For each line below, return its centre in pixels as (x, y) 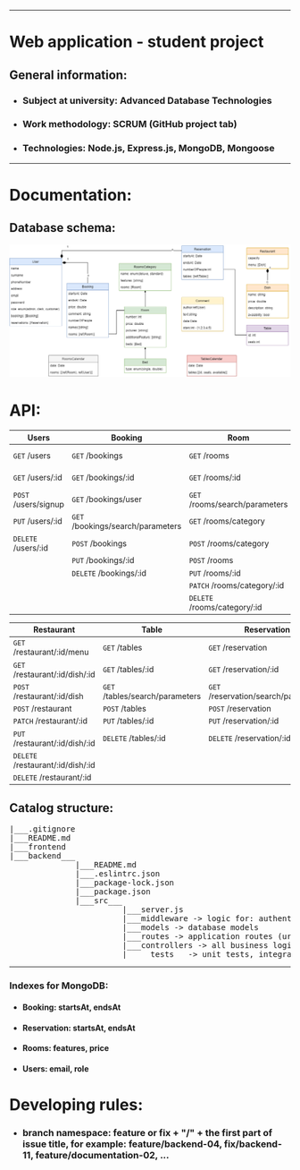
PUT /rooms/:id (215, 573)
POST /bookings (100, 543)
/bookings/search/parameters (127, 525)
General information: (68, 75)
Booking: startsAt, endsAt (71, 1007)
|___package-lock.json (125, 883)
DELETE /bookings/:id (109, 573)
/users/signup (39, 504)
